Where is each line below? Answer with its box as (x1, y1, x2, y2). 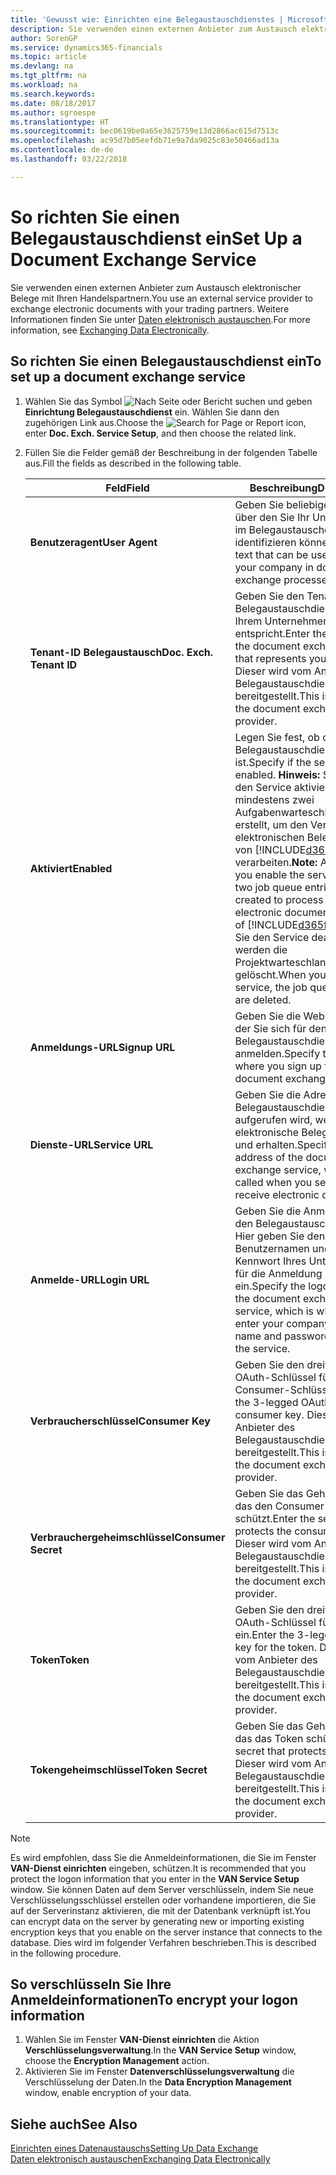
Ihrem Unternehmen (234, 614, 330, 628)
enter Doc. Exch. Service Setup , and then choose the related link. (24, 427, 297, 439)
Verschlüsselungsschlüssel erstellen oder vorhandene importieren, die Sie (10, 1894, 317, 1906)
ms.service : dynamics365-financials (10, 42, 163, 53)
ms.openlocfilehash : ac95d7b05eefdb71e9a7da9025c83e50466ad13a (10, 136, 280, 146)
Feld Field (105, 481, 150, 495)
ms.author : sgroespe (10, 107, 97, 118)
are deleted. (234, 992, 292, 1006)
